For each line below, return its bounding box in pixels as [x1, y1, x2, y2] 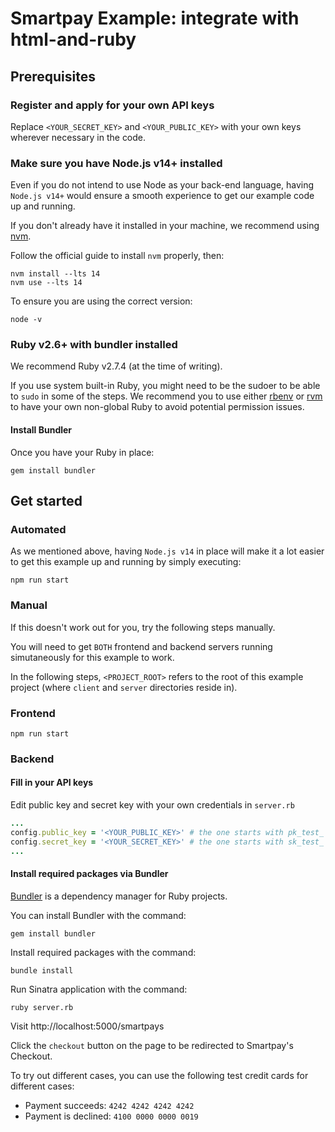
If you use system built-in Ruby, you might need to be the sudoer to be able [10, 380, 321, 392]
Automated [10, 522, 67, 536]
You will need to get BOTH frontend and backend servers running [10, 640, 273, 652]
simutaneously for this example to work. [10, 651, 175, 663]
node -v [10, 315, 43, 325]
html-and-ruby [10, 28, 137, 51]
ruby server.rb [10, 1002, 74, 1012]
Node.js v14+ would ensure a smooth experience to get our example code [10, 190, 315, 202]
